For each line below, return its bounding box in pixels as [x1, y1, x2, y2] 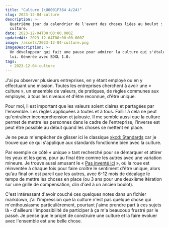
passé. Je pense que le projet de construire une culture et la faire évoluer [5, 212, 157, 219]
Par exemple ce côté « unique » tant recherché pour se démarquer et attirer [5, 149, 162, 156]
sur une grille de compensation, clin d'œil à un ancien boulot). [5, 182, 134, 188]
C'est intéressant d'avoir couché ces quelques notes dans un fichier [5, 191, 147, 197]
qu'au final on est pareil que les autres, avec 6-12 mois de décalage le [5, 171, 150, 177]
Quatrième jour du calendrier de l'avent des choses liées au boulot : [10, 21, 163, 27]
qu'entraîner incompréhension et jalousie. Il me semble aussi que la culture [5, 114, 160, 120]
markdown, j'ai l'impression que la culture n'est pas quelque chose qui [5, 197, 151, 203]
